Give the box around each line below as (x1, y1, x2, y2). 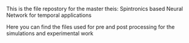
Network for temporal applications (6, 12, 92, 19)
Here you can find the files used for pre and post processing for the (6, 24, 175, 30)
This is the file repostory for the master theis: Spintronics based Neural (6, 5, 184, 12)
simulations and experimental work (6, 30, 94, 37)
